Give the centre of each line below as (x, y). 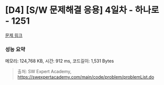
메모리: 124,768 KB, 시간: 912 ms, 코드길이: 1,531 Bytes (60, 61)
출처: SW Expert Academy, (44, 72)
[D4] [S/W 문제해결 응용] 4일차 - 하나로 (82, 10)
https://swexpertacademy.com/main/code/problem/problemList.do (86, 77)
